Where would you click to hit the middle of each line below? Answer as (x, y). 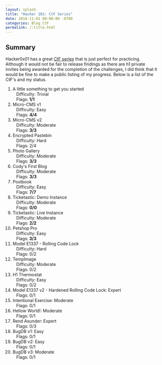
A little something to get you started (48, 89)
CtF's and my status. (26, 79)
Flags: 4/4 (27, 115)
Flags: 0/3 (26, 326)
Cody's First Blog (30, 166)
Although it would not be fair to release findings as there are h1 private (75, 64)
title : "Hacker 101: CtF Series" (39, 14)
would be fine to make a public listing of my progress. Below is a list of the (80, 74)
